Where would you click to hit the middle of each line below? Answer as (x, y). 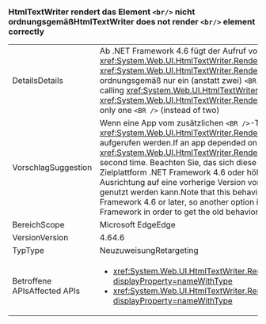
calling (112, 91)
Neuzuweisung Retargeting (149, 251)
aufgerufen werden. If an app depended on (178, 143)
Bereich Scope (38, 225)
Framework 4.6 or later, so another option (177, 202)
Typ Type (28, 251)
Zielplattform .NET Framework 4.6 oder (172, 172)
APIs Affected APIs (46, 291)
